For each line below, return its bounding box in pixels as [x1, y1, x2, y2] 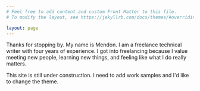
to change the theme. [6, 78, 59, 85]
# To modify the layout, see [6, 14, 79, 20]
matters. [6, 60, 27, 67]
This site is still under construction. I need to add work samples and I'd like [6, 72, 189, 79]
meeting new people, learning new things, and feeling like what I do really [6, 54, 186, 61]
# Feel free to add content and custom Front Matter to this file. [6, 8, 177, 15]
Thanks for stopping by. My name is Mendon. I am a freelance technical [6, 41, 182, 48]
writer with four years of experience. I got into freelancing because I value [6, 48, 188, 55]
